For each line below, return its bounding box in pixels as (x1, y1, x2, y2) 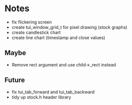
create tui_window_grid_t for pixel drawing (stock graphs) (11, 24, 128, 30)
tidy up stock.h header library (11, 94, 71, 100)
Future (4, 76, 25, 84)
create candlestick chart (11, 29, 61, 35)
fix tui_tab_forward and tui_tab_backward (11, 89, 95, 95)
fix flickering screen (11, 19, 52, 25)
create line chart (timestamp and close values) (11, 35, 106, 41)
